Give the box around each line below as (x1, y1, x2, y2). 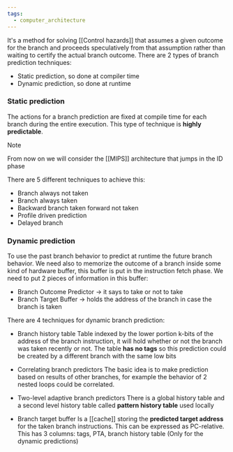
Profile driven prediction (17, 211, 87, 219)
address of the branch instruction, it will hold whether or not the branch (17, 337, 223, 346)
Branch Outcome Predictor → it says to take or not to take (17, 288, 183, 296)
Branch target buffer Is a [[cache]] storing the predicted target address (17, 415, 224, 423)
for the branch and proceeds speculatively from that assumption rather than (7, 43, 225, 52)
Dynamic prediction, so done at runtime (17, 79, 131, 87)
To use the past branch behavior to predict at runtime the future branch (7, 252, 213, 261)
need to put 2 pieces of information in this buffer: (7, 274, 149, 283)
